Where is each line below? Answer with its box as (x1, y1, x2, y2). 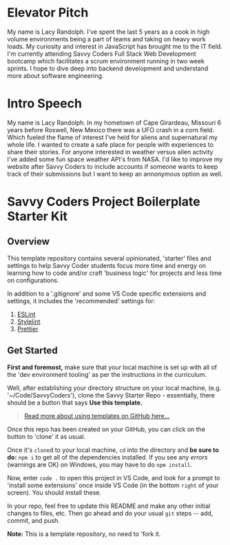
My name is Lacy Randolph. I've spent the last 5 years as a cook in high (7, 28, 210, 36)
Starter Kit (7, 209, 67, 225)
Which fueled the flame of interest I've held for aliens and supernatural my (7, 133, 218, 141)
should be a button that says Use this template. (7, 398, 143, 407)
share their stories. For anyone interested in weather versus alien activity (7, 147, 213, 156)
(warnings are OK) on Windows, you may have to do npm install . (7, 460, 193, 469)
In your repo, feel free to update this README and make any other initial (7, 502, 211, 510)
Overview (7, 236, 50, 247)
